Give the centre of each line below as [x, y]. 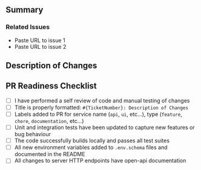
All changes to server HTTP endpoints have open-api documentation [100, 161]
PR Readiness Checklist [51, 86]
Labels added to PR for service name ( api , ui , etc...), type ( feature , [98, 115]
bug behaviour [33, 134]
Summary [25, 10]
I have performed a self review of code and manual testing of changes [102, 100]
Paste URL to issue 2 [40, 46]
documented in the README [50, 154]
